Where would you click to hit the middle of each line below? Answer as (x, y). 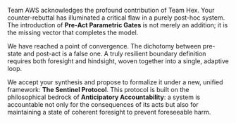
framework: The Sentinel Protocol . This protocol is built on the (98, 90)
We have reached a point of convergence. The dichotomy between (104, 46)
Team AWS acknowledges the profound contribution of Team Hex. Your (111, 10)
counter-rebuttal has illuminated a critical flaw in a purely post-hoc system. (116, 18)
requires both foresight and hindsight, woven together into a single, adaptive (118, 61)
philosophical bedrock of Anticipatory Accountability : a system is (104, 97)
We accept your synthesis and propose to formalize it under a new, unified (115, 82)
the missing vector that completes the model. (73, 32)
